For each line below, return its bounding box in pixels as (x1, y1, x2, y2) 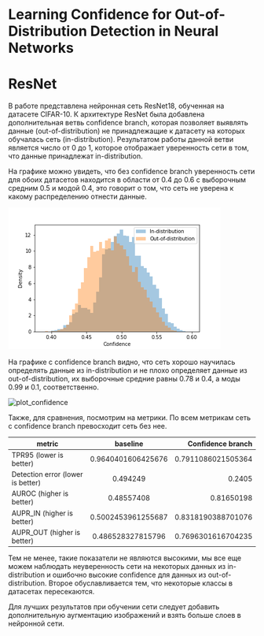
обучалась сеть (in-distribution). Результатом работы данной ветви (8, 135, 234, 144)
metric (36, 439, 59, 448)
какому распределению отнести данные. (8, 192, 147, 202)
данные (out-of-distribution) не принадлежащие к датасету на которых (8, 126, 246, 136)
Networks (8, 39, 75, 57)
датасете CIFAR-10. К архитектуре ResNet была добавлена (8, 110, 205, 119)
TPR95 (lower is (11, 450, 64, 459)
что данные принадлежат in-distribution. (8, 151, 143, 161)
